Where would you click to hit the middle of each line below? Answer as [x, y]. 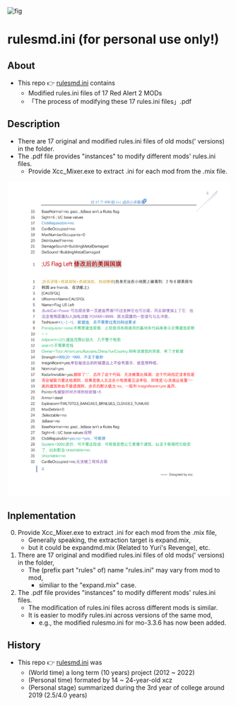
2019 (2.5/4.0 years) [58, 695]
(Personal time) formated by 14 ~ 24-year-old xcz [100, 680]
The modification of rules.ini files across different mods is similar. [123, 608]
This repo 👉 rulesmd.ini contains [66, 83]
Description [34, 124]
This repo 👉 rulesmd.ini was [60, 663]
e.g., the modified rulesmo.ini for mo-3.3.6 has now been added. [132, 623]
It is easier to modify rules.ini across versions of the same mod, [120, 616]
